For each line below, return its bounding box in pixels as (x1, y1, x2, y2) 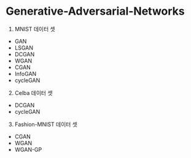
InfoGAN (14, 70, 37, 77)
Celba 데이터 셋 (14, 89, 53, 96)
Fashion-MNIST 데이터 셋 (14, 121, 78, 128)
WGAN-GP (14, 146, 42, 153)
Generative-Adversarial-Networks (6, 4, 185, 18)
